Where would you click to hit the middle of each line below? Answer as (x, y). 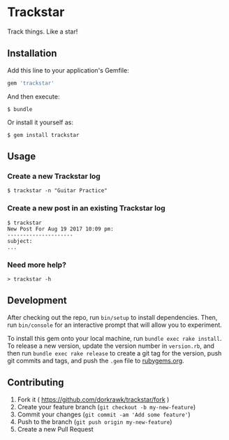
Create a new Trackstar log (54, 176)
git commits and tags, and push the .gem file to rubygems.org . (96, 360)
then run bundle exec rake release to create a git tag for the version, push (114, 353)
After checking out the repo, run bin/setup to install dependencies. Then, (112, 317)
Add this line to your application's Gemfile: (68, 70)
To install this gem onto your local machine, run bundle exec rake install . (114, 338)
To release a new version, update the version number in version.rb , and (111, 346)
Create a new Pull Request (56, 429)
